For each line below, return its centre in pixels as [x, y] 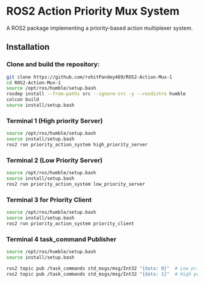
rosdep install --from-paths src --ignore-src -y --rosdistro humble [96, 94]
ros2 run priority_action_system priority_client [70, 223]
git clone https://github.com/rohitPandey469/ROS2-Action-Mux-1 [89, 77]
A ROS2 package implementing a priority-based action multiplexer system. [100, 28]
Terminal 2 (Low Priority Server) [55, 160]
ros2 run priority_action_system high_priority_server [77, 145]
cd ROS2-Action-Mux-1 [34, 83]
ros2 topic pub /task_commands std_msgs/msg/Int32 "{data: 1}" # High [99, 274]
